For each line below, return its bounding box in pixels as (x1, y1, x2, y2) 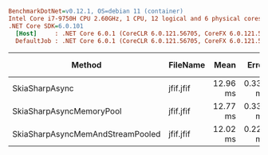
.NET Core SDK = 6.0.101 (8, 21, 84, 30)
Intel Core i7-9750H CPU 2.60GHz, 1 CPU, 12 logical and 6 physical (8, 14, 241, 22)
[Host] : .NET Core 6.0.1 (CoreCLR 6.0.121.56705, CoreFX (15, 29, 227, 37)
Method (71, 60, 102, 71)
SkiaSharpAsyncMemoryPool (12, 106, 122, 117)
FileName (168, 60, 206, 71)
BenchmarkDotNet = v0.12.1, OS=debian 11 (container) (8, 7, 183, 15)
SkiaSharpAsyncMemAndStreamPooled (12, 129, 161, 140)
